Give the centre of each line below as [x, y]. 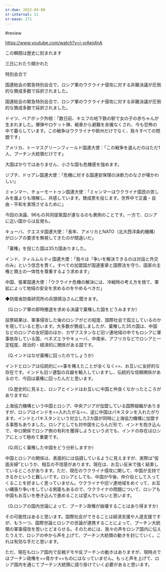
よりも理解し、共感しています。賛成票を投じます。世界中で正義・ [85, 198]
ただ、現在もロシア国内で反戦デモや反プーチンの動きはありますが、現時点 [81, 552]
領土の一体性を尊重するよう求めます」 [53, 271]
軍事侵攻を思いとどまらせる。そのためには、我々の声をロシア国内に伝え [87, 529]
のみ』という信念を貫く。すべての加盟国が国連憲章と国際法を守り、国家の [81, 265]
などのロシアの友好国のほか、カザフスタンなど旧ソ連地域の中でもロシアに [81, 333]
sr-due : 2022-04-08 [25, 10]
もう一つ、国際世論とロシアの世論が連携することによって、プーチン [83, 523]
